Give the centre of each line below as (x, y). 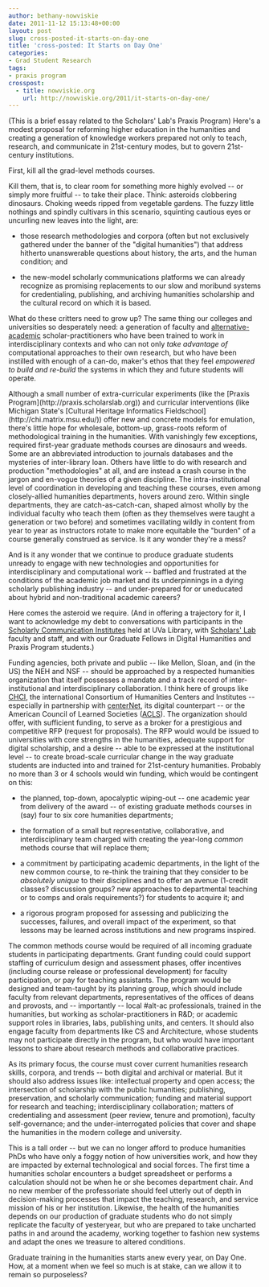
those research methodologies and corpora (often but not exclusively (134, 236)
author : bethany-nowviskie (53, 16)
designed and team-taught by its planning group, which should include (125, 989)
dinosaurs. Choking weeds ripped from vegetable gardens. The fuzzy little (131, 204)
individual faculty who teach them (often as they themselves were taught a (132, 514)
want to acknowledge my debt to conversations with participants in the (126, 622)
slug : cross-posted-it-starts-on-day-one (79, 38)
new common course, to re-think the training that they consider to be (134, 872)
